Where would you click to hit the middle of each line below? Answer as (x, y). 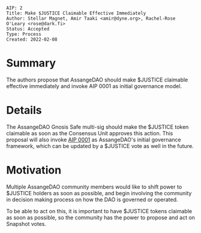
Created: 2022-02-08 (32, 40)
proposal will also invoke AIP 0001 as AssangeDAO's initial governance (94, 140)
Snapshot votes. (26, 223)
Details (24, 111)
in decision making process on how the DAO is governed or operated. (92, 199)
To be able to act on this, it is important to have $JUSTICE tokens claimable (99, 211)
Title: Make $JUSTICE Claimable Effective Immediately (76, 13)
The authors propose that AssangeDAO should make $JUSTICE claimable (97, 80)
